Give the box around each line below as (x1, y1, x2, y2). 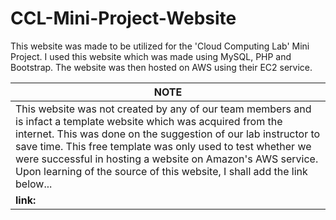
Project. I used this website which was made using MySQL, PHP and (10, 50, 292, 62)
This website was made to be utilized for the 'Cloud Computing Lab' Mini (10, 40, 310, 52)
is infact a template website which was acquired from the (15, 114, 283, 128)
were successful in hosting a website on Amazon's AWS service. (15, 152, 319, 166)
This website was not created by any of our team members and (15, 102, 312, 116)
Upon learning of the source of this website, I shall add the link (15, 164, 308, 178)
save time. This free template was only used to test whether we (15, 139, 312, 153)
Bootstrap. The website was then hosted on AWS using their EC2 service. (10, 61, 313, 73)
